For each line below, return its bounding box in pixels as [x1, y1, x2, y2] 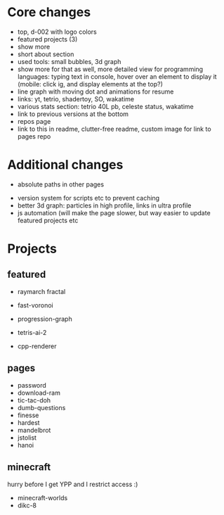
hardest [17, 418, 40, 426]
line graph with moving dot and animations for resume [17, 87, 174, 96]
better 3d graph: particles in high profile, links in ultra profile [17, 201, 192, 210]
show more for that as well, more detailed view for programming [17, 65, 204, 73]
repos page [17, 117, 51, 125]
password [17, 381, 47, 389]
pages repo [17, 132, 51, 141]
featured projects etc [17, 216, 79, 224]
